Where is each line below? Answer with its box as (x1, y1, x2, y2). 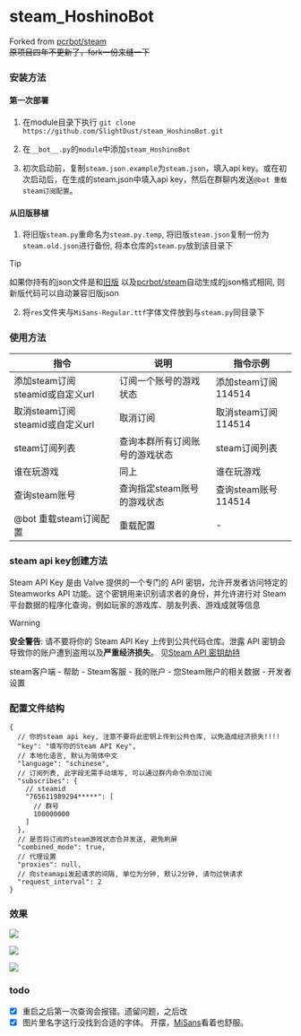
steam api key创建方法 (9, 554, 108, 567)
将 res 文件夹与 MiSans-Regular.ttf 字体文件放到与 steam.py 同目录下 (21, 307, 265, 318)
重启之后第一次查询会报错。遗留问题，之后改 (21, 1006, 188, 1016)
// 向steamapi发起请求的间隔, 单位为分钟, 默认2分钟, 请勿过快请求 (17, 870, 244, 879)
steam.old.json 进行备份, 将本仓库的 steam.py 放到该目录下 (21, 240, 234, 251)
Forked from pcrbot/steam (9, 36, 107, 47)
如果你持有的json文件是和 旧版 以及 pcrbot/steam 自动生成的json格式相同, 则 (9, 276, 285, 288)
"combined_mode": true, (17, 843, 106, 852)
